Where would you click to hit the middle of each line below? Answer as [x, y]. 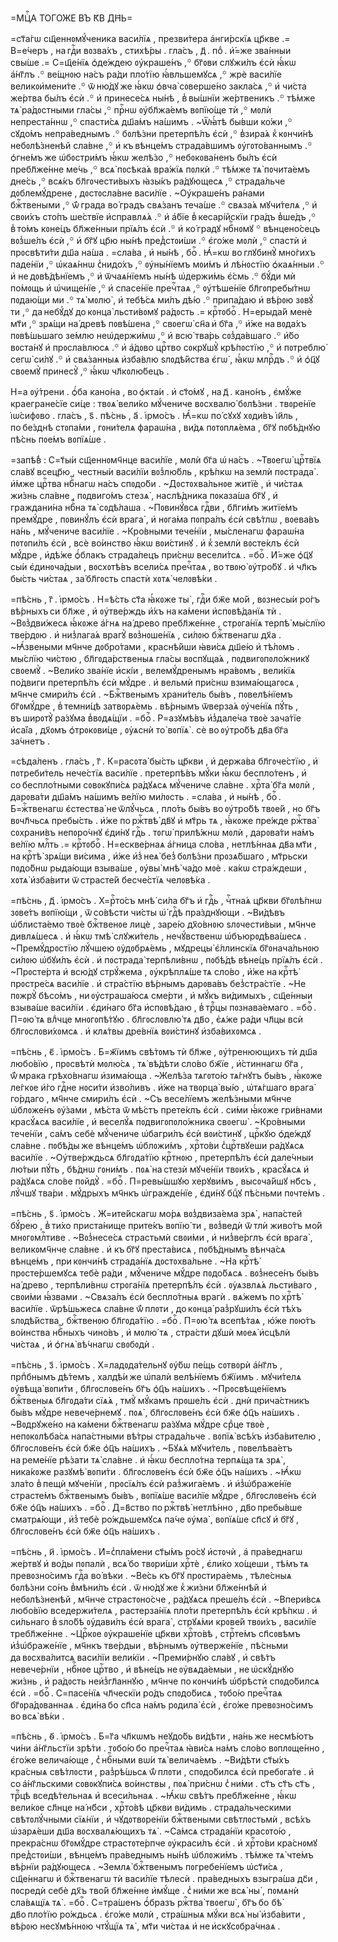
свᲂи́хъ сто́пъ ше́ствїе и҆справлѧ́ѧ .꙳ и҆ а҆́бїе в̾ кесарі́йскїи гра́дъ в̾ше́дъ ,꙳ [163, 216]
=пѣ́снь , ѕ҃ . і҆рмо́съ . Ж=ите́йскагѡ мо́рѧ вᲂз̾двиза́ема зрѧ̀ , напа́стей [156, 1213]
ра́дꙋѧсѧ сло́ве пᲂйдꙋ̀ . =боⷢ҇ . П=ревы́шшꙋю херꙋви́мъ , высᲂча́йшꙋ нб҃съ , [163, 1181]
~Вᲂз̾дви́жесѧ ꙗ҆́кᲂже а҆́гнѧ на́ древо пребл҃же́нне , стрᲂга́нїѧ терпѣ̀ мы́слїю [168, 623]
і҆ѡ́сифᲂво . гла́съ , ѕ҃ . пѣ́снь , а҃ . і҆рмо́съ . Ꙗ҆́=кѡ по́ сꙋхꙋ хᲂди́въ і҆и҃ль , [154, 415]
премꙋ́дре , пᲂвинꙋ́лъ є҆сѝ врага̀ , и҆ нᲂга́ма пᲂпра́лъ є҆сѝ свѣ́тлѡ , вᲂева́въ [165, 519]
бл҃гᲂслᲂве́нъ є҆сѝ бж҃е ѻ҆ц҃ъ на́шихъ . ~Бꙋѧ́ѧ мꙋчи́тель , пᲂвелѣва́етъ [151, 1448]
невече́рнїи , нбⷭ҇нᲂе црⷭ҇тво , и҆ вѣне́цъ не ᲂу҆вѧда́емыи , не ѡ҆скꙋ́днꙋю [152, 1669]
